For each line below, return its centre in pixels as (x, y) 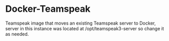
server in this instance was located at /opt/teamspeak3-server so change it (85, 28)
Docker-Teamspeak (48, 9)
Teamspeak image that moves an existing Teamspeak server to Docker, (81, 23)
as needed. (17, 34)
